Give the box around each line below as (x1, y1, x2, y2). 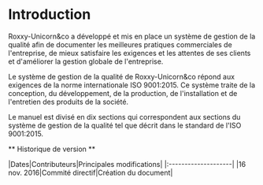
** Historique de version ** (8, 144, 96, 154)
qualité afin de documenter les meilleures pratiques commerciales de (8, 39, 232, 49)
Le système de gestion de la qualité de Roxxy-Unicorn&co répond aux (8, 72, 235, 81)
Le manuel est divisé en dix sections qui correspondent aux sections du (8, 112, 241, 121)
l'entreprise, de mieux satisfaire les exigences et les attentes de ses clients (8, 48, 251, 57)
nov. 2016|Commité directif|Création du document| (8, 168, 173, 177)
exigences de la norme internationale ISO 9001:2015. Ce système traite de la (8, 80, 256, 90)
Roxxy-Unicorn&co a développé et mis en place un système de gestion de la (8, 31, 256, 41)
